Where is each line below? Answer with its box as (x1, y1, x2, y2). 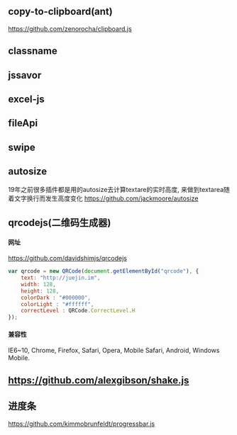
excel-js (8, 93, 45, 105)
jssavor (8, 69, 42, 81)
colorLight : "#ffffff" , (21, 300, 94, 307)
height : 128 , (21, 287, 60, 295)
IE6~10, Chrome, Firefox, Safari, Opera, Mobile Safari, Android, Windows (8, 346, 220, 355)
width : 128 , (21, 281, 56, 288)
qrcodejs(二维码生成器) (8, 216, 111, 229)
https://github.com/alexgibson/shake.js (8, 374, 189, 386)
